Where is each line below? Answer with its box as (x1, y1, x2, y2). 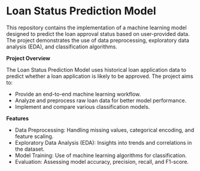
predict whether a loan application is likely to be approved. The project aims (6, 72, 193, 80)
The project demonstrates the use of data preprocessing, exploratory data (6, 36, 190, 44)
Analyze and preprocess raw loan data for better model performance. (14, 97, 187, 104)
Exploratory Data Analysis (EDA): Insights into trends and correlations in (14, 139, 192, 146)
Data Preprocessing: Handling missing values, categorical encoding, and (14, 126, 195, 133)
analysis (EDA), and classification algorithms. (6, 43, 118, 50)
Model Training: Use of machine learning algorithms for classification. (14, 151, 187, 159)
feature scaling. (14, 133, 54, 140)
